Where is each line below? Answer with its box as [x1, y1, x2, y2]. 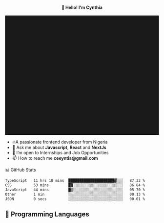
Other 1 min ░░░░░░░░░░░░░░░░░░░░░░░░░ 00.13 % [5, 192, 145, 197]
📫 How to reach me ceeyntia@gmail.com [12, 155, 99, 161]
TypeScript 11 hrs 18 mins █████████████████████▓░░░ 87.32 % [5, 178, 145, 183]
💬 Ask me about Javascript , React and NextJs [12, 145, 106, 150]
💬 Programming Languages [5, 210, 89, 218]
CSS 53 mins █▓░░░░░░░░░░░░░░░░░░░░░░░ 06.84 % [5, 183, 145, 188]
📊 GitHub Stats [5, 167, 36, 173]
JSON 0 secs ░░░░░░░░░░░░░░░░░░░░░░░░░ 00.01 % [5, 197, 145, 201]
